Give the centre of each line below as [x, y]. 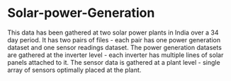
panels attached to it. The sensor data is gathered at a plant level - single [114, 62]
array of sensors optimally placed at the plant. [74, 70]
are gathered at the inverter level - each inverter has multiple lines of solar [115, 55]
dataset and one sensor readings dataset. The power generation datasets [114, 47]
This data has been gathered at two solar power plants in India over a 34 [113, 32]
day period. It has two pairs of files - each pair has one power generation [114, 39]
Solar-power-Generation [81, 13]
